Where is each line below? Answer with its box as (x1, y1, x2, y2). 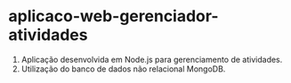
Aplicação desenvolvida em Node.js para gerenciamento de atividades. (20, 54, 283, 64)
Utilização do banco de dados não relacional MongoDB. (20, 64, 226, 74)
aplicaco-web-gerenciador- (8, 6, 219, 26)
